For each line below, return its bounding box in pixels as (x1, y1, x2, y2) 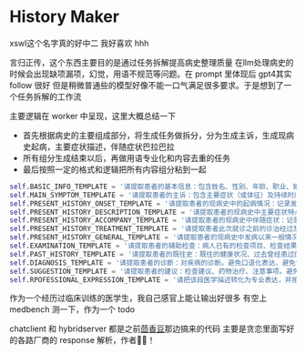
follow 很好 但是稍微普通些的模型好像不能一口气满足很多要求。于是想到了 (9, 79, 284, 90)
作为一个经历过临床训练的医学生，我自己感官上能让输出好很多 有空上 (9, 293, 267, 304)
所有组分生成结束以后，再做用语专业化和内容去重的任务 (22, 152, 230, 163)
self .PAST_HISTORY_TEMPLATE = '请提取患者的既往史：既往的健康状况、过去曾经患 (9, 249, 289, 258)
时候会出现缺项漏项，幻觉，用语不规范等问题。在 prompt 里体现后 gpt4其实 (9, 68, 292, 79)
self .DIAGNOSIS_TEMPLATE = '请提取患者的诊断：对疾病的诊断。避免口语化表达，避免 (9, 258, 296, 268)
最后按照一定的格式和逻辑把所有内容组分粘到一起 (22, 164, 207, 175)
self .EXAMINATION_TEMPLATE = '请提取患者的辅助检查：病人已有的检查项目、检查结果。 (9, 241, 304, 251)
